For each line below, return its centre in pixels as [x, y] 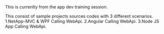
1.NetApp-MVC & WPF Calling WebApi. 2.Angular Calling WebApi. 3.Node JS [82, 21]
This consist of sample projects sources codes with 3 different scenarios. [79, 16]
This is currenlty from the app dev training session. [57, 7]
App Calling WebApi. [26, 26]
